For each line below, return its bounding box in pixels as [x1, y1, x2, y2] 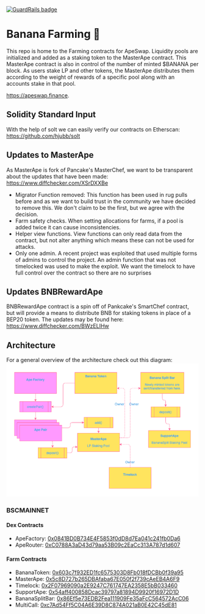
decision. [15, 210, 38, 218]
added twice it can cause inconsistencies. [15, 223, 121, 231]
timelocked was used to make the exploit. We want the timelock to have [15, 262, 195, 270]
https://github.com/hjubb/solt [6, 132, 81, 139]
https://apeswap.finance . [6, 92, 70, 99]
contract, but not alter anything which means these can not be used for [15, 236, 195, 244]
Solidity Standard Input [6, 109, 96, 120]
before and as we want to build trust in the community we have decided [15, 198, 196, 205]
